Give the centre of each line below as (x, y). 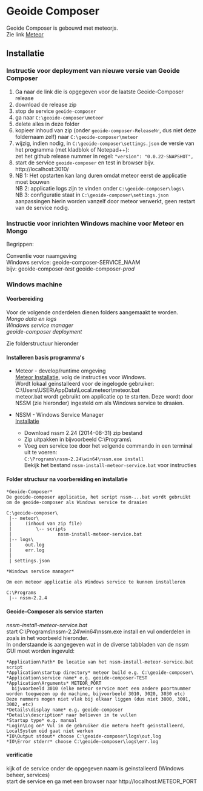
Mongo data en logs (32, 319)
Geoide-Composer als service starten (55, 611)
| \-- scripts (38, 529)
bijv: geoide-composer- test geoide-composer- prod (71, 269)
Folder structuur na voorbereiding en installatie (67, 479)
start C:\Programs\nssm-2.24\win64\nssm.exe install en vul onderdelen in (98, 631)
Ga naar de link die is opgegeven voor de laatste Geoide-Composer (99, 92)
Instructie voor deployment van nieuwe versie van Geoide (93, 71)
